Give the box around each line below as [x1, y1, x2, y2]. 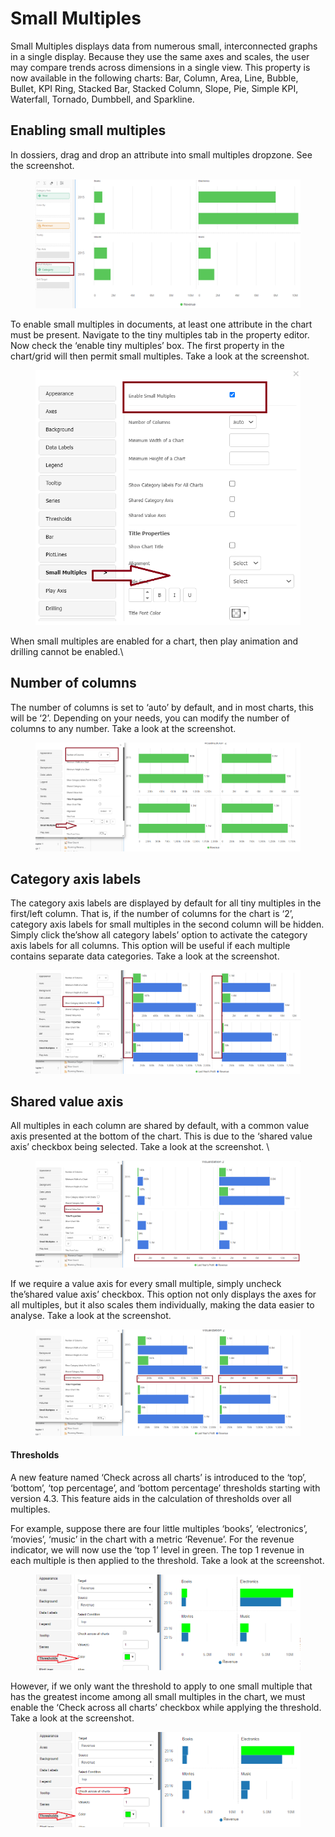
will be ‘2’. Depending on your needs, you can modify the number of [10, 712, 290, 724]
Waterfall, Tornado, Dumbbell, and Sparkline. [10, 93, 195, 105]
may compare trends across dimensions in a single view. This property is [10, 61, 311, 73]
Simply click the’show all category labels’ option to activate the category [10, 929, 308, 941]
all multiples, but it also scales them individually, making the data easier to [10, 1298, 315, 1311]
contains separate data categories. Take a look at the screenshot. [10, 950, 280, 962]
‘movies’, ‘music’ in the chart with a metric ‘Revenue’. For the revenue [10, 1533, 295, 1545]
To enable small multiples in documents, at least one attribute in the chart [10, 318, 313, 331]
